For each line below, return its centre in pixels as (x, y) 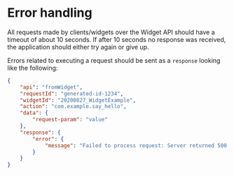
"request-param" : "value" (70, 120)
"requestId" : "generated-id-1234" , (72, 93)
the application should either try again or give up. (78, 47)
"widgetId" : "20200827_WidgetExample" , (78, 100)
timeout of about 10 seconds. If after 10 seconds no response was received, (117, 39)
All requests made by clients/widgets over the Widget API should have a (111, 32)
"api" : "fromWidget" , (51, 87)
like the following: (33, 68)
